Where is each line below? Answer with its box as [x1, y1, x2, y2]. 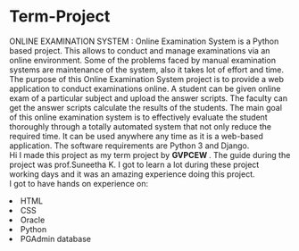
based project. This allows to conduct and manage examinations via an [9, 45, 270, 55]
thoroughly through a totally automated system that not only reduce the [9, 121, 272, 131]
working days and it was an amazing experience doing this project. [9, 168, 256, 180]
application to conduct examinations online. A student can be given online [9, 83, 281, 94]
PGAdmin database [21, 233, 92, 244]
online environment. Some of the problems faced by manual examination [9, 54, 277, 65]
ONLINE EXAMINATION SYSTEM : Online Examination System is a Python [9, 36, 279, 46]
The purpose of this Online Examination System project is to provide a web [9, 73, 284, 84]
